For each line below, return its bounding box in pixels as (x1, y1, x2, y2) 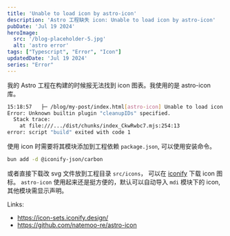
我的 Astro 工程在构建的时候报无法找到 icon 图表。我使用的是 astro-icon (7, 81, 211, 89)
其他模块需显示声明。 (7, 186, 67, 195)
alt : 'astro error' (13, 42, 70, 49)
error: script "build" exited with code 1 (7, 129, 131, 136)
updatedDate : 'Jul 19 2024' (7, 55, 88, 62)
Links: (7, 200, 24, 208)
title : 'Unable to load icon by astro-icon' (7, 10, 137, 17)
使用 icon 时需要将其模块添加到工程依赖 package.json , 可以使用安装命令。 (7, 142, 216, 150)
